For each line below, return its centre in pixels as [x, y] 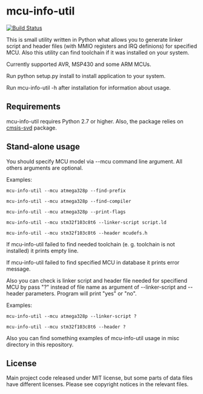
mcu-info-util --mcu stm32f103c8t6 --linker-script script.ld [86, 222]
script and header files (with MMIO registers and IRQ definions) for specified [102, 46]
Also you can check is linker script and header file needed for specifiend [97, 280]
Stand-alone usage [43, 147]
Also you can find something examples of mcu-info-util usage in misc [93, 338]
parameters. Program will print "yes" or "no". [81, 293]
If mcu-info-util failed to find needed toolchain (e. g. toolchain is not [91, 244]
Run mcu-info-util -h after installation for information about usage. [88, 87]
